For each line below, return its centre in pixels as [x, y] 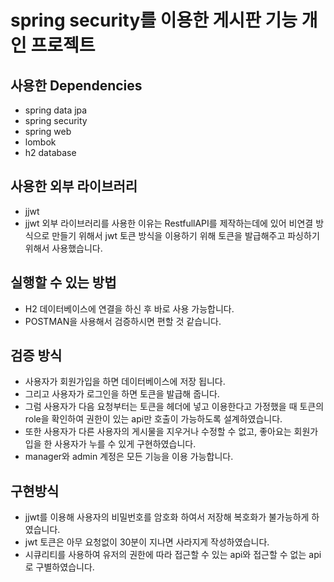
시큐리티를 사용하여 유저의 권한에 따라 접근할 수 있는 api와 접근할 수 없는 [165, 555]
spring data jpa [56, 110]
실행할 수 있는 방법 [63, 282]
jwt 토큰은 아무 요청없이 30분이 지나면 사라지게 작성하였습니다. [147, 542]
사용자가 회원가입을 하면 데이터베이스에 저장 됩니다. [125, 382]
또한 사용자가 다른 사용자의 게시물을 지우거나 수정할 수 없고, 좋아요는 [158, 432]
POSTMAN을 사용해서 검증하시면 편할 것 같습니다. [123, 321]
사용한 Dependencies [76, 85]
